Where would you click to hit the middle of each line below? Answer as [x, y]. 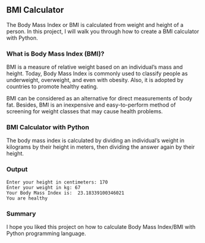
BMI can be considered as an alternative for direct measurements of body [99, 99]
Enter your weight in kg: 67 [43, 187]
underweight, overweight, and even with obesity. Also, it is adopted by [95, 80]
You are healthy [27, 198]
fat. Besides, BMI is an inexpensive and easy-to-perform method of [91, 105]
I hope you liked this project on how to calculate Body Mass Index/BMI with [101, 227]
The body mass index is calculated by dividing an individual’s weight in [95, 141]
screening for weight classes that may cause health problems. [85, 111]
